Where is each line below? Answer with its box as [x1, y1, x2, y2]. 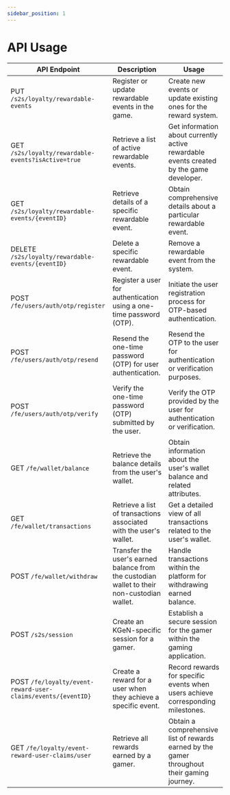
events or [168, 84, 199, 94]
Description [117, 65, 157, 74]
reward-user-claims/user [10, 751, 92, 759]
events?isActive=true [10, 156, 81, 163]
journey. [168, 776, 195, 786]
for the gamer [168, 625, 212, 635]
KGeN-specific [112, 625, 162, 635]
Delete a [112, 238, 140, 248]
